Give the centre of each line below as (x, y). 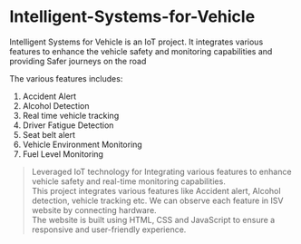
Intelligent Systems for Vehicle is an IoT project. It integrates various (136, 42)
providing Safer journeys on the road (78, 61)
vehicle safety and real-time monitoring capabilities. (129, 181)
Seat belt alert (49, 134)
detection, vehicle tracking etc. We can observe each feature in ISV (157, 200)
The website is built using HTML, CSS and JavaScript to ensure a (153, 220)
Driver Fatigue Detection (68, 125)
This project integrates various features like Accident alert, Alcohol (156, 190)
